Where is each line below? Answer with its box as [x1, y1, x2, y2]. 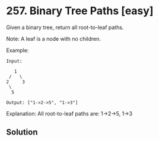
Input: [6, 58, 23, 64]
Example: [6, 46, 29, 54]
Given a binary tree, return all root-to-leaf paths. [6, 24, 124, 31]
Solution [6, 127, 38, 137]
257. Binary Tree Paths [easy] [6, 4, 154, 18]
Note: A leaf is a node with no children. [6, 35, 101, 42]
